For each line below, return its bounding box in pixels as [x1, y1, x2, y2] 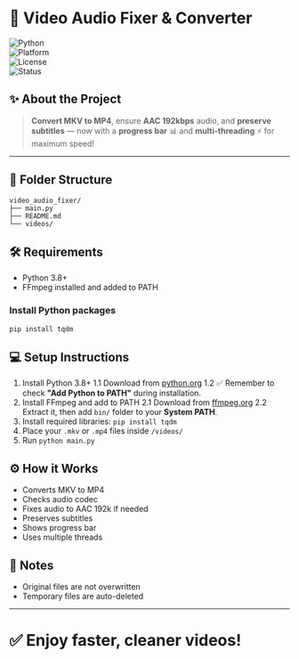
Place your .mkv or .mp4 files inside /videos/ [21, 426, 184, 436]
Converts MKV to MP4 [21, 484, 105, 495]
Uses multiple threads [21, 532, 103, 542]
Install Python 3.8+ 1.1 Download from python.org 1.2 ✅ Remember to [21, 378, 275, 388]
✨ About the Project [9, 92, 122, 107]
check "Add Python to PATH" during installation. [21, 387, 202, 399]
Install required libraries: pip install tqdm [21, 416, 177, 427]
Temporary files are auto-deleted [21, 591, 144, 602]
